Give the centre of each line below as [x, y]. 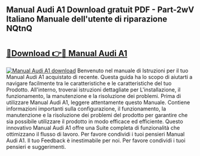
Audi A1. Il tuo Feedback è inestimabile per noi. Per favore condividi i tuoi [96, 140]
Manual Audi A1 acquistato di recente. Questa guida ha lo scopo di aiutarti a [99, 77]
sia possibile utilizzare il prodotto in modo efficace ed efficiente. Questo [95, 121]
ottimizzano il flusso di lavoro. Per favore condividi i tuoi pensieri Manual [96, 134]
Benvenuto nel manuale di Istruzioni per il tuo [133, 71]
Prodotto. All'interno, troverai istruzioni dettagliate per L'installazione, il [93, 90]
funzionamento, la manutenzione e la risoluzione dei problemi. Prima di [94, 96]
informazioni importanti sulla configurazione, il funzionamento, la [86, 109]
